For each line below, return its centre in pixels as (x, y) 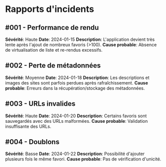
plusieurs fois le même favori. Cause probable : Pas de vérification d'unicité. (83, 159)
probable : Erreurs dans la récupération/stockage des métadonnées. (75, 88)
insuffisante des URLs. (28, 126)
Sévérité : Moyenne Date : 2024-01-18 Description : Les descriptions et (77, 78)
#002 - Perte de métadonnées (53, 66)
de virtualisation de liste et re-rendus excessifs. (54, 50)
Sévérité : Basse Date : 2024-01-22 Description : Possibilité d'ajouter (75, 154)
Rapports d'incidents (50, 9)
